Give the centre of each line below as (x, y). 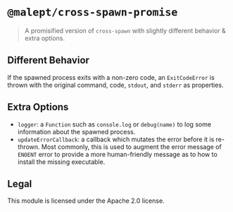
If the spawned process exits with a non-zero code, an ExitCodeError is (111, 77)
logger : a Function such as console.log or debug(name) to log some (114, 124)
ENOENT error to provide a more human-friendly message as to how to (118, 154)
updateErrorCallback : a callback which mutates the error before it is (116, 139)
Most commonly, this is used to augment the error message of (131, 146)
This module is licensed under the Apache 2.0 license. (86, 201)
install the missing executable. (61, 162)
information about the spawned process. (76, 131)
